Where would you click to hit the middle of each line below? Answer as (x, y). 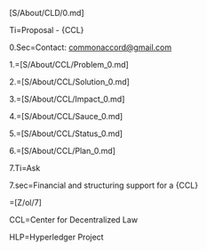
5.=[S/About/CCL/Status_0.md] (66, 134)
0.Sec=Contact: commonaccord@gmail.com (91, 47)
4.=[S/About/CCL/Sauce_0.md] (66, 116)
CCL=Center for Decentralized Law (74, 220)
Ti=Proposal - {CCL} (47, 30)
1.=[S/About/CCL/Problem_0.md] (69, 65)
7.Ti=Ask (25, 168)
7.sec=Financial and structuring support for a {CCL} (103, 185)
